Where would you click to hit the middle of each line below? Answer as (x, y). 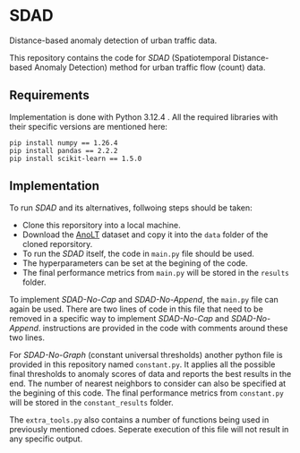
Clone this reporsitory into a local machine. (101, 225)
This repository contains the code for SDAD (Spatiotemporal (120, 57)
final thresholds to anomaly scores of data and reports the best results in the (150, 373)
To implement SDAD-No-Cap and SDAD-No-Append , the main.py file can (144, 299)
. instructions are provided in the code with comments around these (163, 328)
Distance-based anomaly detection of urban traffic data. (113, 40)
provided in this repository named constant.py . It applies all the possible (142, 364)
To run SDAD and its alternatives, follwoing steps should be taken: (131, 208)
